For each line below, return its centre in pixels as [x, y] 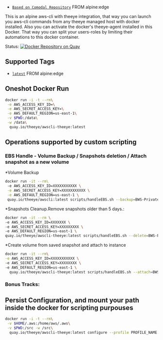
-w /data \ [17, 122]
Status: [12, 46]
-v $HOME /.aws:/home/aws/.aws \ [39, 323]
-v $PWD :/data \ [22, 118]
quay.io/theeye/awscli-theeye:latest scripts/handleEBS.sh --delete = [77, 236]
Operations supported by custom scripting [71, 142]
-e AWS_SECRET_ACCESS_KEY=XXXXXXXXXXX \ [49, 191]
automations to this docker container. [42, 37]
